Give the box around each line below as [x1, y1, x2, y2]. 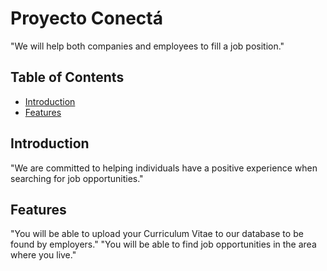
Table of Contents [10, 69, 125, 86]
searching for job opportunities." [10, 172, 144, 184]
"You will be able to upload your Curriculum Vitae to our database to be [10, 228, 304, 240]
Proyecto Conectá [10, 7, 163, 30]
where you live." [10, 249, 77, 261]
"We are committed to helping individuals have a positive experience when [10, 162, 318, 174]
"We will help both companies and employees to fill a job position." [10, 40, 285, 52]
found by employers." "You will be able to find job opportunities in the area [10, 238, 317, 251]
